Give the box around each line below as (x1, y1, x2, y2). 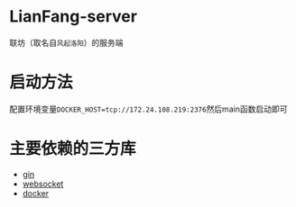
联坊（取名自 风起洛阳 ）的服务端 (9, 37, 124, 48)
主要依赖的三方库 (9, 139, 137, 159)
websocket (22, 178, 64, 189)
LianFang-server (9, 6, 138, 27)
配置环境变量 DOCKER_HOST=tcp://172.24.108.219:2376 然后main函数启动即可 (9, 103, 288, 114)
